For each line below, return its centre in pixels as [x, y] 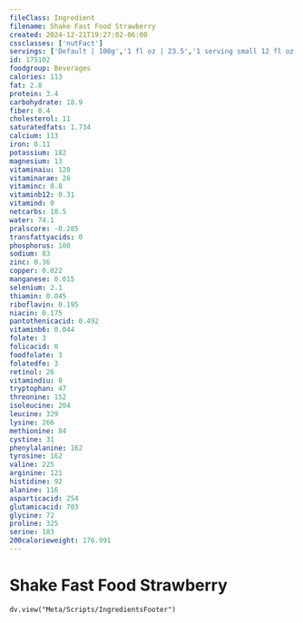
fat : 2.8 [26, 85]
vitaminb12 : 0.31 [42, 195]
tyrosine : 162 [36, 456]
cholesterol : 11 [40, 119]
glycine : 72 [32, 515]
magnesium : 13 [36, 161]
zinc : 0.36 [30, 263]
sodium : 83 [30, 254]
